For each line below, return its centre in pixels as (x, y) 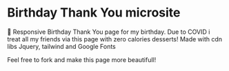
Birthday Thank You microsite (94, 13)
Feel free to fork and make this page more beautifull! (82, 59)
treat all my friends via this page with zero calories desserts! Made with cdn (115, 39)
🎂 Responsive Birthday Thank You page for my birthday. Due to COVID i (109, 32)
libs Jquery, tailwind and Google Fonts (61, 46)
